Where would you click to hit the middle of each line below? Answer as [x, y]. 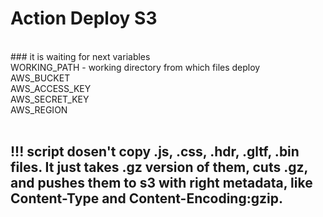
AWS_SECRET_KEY [50, 99]
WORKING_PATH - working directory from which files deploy [135, 67]
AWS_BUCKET [40, 78]
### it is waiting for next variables [80, 56]
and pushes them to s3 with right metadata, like [161, 183]
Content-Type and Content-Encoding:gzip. [146, 198]
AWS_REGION [39, 109]
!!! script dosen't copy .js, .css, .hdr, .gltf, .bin [155, 152]
